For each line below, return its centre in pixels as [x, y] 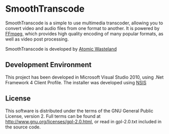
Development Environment [48, 65]
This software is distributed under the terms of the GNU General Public [79, 111]
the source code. [23, 127]
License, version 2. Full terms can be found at [53, 116]
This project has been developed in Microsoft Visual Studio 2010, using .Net [84, 77]
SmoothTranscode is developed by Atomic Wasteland [61, 49]
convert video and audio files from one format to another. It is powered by [82, 28]
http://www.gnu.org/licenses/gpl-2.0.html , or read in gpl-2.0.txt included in [83, 121]
